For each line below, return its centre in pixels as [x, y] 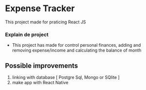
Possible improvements [42, 65]
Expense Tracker [40, 9]
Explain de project [27, 35]
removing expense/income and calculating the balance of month [77, 50]
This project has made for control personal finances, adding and [76, 45]
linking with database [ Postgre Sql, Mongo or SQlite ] [66, 77]
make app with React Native [40, 83]
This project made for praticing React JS [46, 22]
